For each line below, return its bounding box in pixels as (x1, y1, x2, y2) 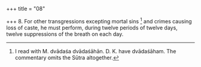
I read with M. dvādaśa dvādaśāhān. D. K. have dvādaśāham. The (14, 47, 176, 54)
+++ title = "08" (6, 5, 45, 12)
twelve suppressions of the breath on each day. (6, 30, 124, 38)
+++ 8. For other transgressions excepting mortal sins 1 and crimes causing (6, 17, 193, 25)
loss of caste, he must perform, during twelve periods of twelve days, (6, 24, 178, 31)
